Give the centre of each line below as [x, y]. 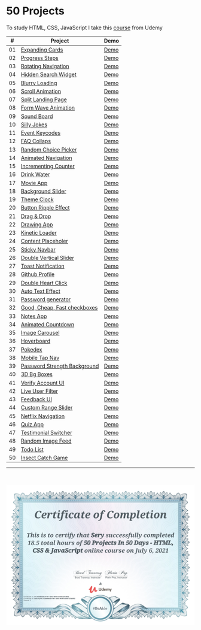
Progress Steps [39, 57]
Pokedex [32, 349]
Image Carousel [40, 333]
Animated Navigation [47, 157]
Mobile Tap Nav [40, 358]
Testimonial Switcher [46, 433]
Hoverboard [36, 341]
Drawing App [37, 224]
